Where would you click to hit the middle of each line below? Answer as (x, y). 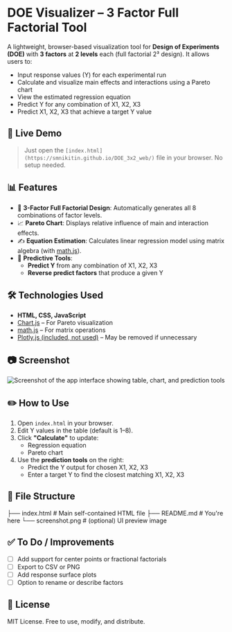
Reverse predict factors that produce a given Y (96, 272)
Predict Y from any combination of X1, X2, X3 (92, 265)
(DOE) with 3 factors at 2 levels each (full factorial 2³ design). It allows (108, 54)
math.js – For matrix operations (61, 330)
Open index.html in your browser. (65, 423)
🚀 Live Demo (35, 133)
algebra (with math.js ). (49, 250)
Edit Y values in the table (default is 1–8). (75, 430)
